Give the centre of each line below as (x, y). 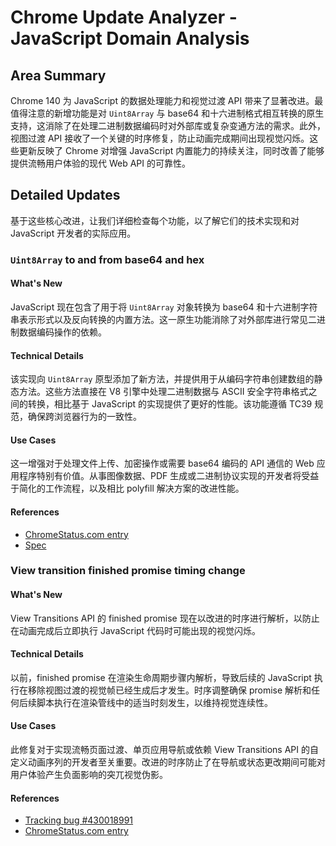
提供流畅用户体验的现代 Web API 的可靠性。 (100, 163)
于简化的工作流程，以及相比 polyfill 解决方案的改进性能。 (127, 488)
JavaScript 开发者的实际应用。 (73, 233)
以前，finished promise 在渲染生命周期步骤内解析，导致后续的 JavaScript (161, 677)
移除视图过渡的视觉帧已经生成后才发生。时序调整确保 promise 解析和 (169, 690)
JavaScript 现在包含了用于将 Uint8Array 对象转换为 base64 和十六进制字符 (164, 307)
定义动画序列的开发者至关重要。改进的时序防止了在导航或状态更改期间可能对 (168, 762)
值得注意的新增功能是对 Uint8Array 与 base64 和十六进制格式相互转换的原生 (167, 113)
